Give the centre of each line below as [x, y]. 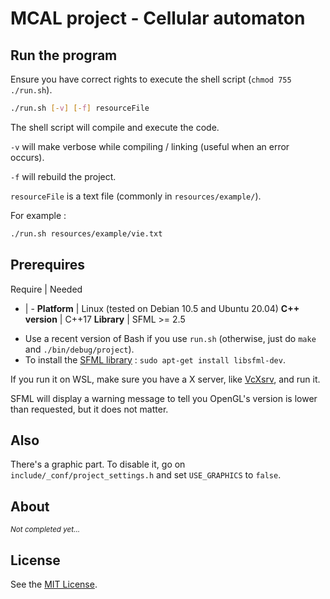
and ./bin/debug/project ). [79, 349]
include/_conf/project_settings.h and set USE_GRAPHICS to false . [146, 475]
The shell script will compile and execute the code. [115, 127]
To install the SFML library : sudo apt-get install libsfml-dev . [155, 359]
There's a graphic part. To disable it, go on [98, 464]
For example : [38, 215]
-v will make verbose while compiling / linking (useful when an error [150, 146]
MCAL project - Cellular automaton [158, 18]
